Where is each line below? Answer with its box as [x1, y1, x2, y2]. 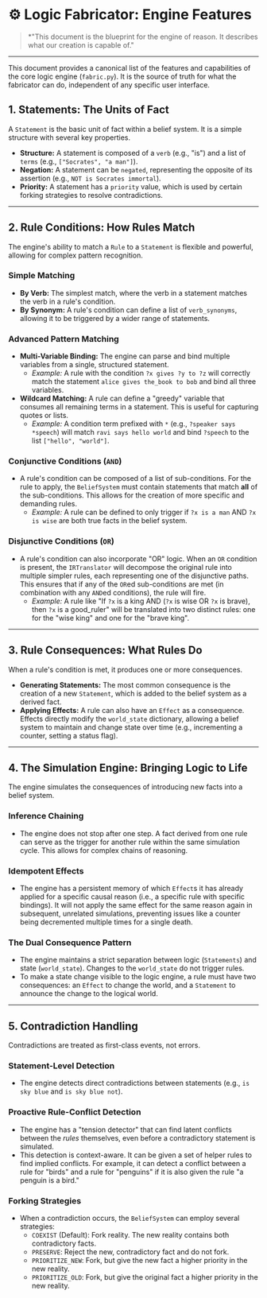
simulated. [19, 1141, 54, 1151]
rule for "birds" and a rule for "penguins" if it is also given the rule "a [19, 1167, 244, 1176]
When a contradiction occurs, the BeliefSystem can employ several [19, 1213, 240, 1222]
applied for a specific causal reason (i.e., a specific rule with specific [19, 892, 245, 901]
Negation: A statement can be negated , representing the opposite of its [19, 165, 253, 174]
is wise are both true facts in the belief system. [31, 516, 188, 525]
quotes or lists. [19, 411, 69, 420]
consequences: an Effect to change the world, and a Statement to [19, 980, 236, 990]
